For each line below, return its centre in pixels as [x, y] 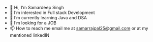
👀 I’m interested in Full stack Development [52, 13]
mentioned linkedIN [30, 35]
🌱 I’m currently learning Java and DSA [48, 18]
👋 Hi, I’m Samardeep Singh [37, 7]
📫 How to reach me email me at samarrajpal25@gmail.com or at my [79, 28]
